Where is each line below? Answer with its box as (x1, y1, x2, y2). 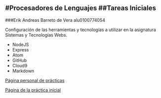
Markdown (12, 68, 35, 74)
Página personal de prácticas (5, 77, 65, 83)
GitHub (12, 57, 27, 63)
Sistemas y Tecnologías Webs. (5, 32, 68, 38)
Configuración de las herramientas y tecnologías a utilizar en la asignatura (5, 27, 157, 33)
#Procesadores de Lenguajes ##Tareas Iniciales (5, 4, 157, 12)
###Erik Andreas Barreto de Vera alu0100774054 (5, 17, 105, 23)
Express (12, 47, 29, 52)
